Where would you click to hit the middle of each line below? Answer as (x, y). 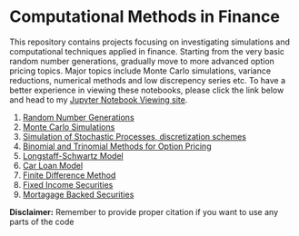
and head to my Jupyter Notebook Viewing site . (99, 99)
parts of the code (42, 221)
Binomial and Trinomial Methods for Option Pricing (117, 146)
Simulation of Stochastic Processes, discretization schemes (135, 136)
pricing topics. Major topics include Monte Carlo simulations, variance (140, 71)
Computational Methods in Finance (145, 17)
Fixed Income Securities (68, 184)
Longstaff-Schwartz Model (73, 155)
